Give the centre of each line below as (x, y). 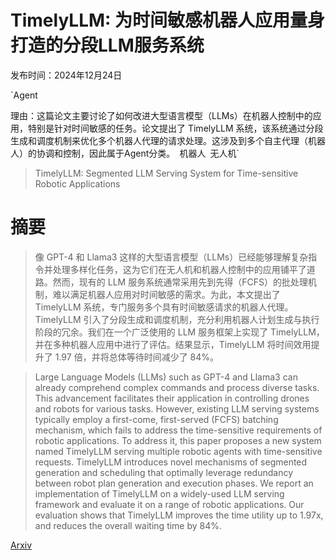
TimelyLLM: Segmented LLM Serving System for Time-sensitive (166, 173)
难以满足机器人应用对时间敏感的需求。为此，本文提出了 (166, 294)
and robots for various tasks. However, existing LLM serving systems (177, 408)
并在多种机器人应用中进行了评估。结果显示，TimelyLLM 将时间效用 (173, 344)
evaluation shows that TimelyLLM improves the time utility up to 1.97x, (179, 515)
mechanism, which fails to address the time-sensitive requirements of (178, 430)
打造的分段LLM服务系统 (107, 45)
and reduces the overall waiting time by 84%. (128, 525)
